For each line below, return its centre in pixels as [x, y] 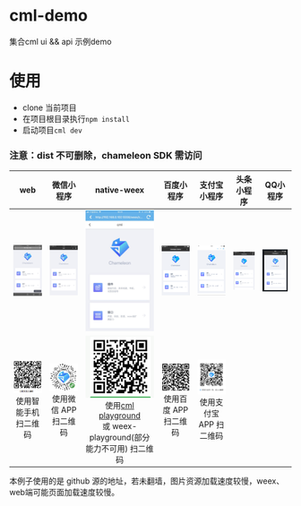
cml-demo [48, 16]
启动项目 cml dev [52, 130]
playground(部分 [120, 437]
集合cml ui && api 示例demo [60, 41]
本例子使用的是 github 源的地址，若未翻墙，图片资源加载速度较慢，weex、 [147, 481]
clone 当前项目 [49, 107]
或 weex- [120, 425]
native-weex [120, 190]
